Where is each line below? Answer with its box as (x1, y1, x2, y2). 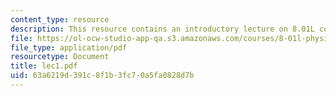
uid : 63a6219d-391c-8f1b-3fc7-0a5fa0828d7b (10, 71, 195, 81)
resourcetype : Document (10, 52, 110, 62)
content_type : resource (10, 14, 110, 25)
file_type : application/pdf (10, 42, 128, 53)
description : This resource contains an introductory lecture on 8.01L (10, 24, 315, 34)
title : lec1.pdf (10, 61, 78, 71)
